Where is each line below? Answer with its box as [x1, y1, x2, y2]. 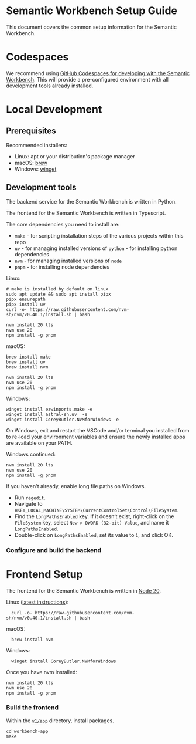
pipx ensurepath [6, 296, 46, 302]
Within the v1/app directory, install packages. [6, 717, 114, 724]
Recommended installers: [6, 141, 67, 148]
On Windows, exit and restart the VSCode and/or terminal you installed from [6, 427, 190, 434]
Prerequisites [6, 126, 56, 136]
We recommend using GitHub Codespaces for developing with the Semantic [6, 69, 190, 77]
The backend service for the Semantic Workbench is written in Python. [6, 198, 177, 205]
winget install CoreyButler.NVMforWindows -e [6, 417, 119, 422]
